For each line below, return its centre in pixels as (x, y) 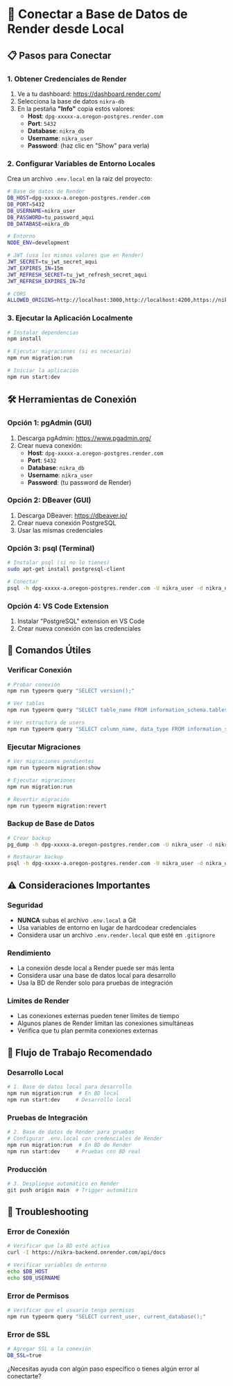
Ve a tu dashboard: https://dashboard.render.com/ (89, 94)
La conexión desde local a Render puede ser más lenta (96, 968)
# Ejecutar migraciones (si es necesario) (69, 352)
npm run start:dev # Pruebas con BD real (74, 1151)
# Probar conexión (34, 684)
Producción (27, 1169)
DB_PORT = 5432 (26, 204)
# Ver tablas (26, 704)
